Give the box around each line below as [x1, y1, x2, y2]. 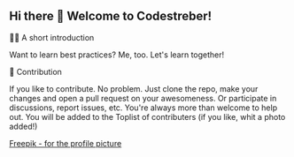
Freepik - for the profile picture [9, 138, 122, 148]
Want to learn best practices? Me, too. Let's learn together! [9, 49, 225, 60]
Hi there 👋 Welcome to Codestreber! [9, 9, 213, 24]
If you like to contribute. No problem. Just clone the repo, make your [9, 83, 259, 93]
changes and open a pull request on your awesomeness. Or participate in [9, 93, 277, 103]
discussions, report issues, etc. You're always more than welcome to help [9, 102, 277, 113]
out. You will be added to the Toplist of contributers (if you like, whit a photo [9, 111, 286, 122]
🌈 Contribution [9, 66, 62, 77]
